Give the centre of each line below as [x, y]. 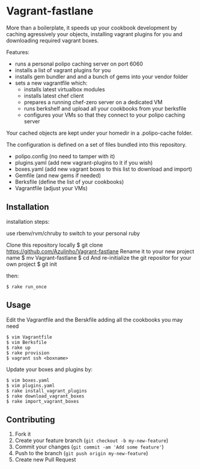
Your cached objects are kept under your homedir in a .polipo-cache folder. [100, 133]
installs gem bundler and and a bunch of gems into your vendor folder [101, 76]
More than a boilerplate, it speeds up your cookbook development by [92, 28]
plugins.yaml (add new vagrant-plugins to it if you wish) [84, 162]
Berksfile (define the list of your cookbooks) [69, 182]
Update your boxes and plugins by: [50, 369]
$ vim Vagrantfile [29, 337]
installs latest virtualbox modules [64, 89]
